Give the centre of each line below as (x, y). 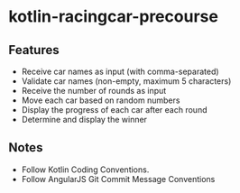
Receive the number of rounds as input (94, 91)
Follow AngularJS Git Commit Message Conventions (118, 179)
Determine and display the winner (84, 119)
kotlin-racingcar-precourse (113, 17)
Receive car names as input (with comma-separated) (120, 71)
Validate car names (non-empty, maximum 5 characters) (126, 81)
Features (34, 50)
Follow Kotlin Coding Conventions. (85, 170)
